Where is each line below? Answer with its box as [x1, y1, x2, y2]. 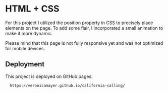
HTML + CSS [5, 3, 60, 15]
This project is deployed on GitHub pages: [5, 73, 93, 79]
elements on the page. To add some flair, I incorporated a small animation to [5, 25, 163, 31]
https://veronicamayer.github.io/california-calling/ [10, 83, 125, 88]
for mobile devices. [5, 45, 45, 51]
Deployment [5, 60, 45, 68]
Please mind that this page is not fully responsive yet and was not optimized [5, 40, 163, 46]
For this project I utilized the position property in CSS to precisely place [5, 20, 153, 26]
